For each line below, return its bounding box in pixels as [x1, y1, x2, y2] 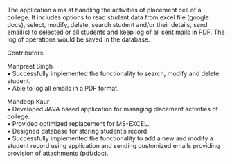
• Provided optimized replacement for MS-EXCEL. [7, 120, 150, 127]
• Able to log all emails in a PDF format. [7, 84, 119, 92]
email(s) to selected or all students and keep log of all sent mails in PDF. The [7, 28, 225, 36]
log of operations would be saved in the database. [7, 35, 150, 44]
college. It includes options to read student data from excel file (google [7, 13, 209, 21]
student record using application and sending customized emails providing [7, 142, 220, 149]
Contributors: [7, 48, 45, 57]
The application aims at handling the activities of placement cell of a [7, 6, 202, 14]
